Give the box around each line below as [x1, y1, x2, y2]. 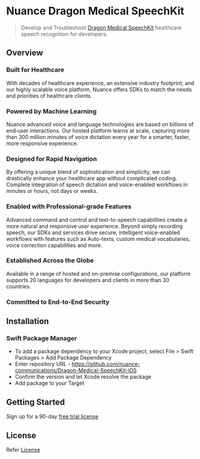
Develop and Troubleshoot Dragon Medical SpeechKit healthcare [20, 24, 181, 31]
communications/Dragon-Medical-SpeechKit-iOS [14, 367, 137, 374]
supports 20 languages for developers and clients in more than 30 [6, 276, 169, 283]
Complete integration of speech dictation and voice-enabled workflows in [6, 181, 188, 188]
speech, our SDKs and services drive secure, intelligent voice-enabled [6, 229, 180, 236]
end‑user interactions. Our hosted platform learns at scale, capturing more [6, 127, 190, 134]
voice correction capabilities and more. [6, 241, 103, 249]
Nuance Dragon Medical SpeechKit [6, 4, 184, 18]
